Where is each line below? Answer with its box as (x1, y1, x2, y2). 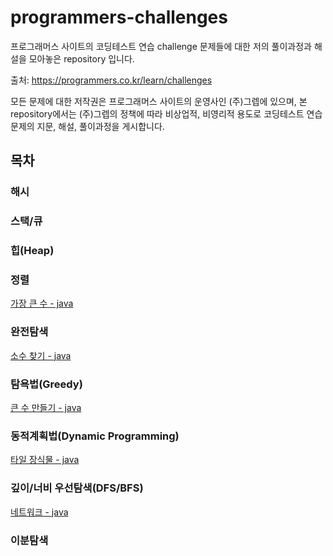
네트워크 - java (10, 506, 69, 518)
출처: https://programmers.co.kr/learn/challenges (10, 74, 213, 86)
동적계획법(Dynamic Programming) (10, 429, 180, 443)
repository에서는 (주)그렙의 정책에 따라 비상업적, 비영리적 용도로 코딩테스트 (10, 107, 305, 120)
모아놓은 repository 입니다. (28, 52, 135, 65)
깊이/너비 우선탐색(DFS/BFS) (10, 481, 144, 495)
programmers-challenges (10, 6, 228, 29)
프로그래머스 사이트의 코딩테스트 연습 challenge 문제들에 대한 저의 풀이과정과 (10, 40, 312, 52)
